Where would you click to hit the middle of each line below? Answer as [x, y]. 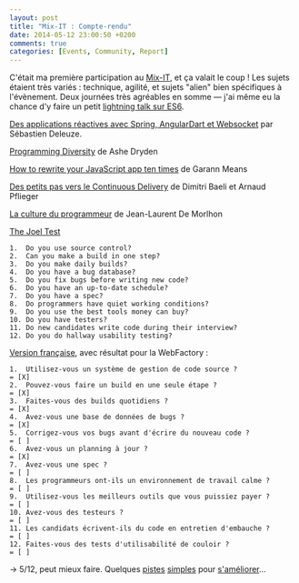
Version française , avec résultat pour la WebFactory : [109, 353]
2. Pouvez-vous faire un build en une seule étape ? [114, 386]
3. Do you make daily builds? [69, 265]
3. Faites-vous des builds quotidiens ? [89, 401]
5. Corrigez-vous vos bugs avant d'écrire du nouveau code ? [130, 433]
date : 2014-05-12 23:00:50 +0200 [73, 35]
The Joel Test [35, 232]
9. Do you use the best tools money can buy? [99, 312]
